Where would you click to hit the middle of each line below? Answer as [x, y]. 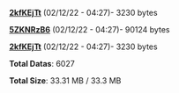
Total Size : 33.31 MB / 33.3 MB [65, 81]
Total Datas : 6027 [42, 64]
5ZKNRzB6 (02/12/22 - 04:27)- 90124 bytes [89, 29]
